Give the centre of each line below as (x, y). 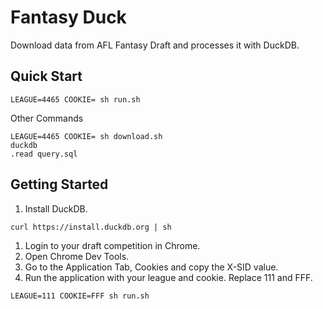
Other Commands (47, 118)
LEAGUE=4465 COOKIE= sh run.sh (75, 99)
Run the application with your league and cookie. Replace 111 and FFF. (168, 277)
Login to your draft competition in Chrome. (112, 245)
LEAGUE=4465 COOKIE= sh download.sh (86, 136)
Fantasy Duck (68, 17)
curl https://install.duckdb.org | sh (91, 227)
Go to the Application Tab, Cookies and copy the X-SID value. (151, 267)
